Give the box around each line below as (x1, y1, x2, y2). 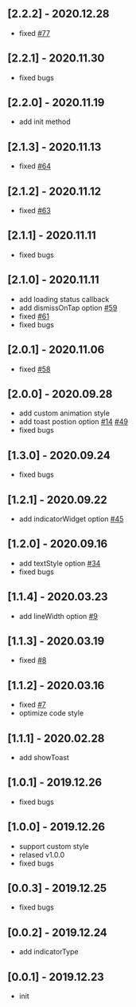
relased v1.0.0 (18, 850, 65, 859)
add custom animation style (18, 408, 111, 418)
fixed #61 (18, 311, 49, 321)
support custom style (18, 841, 89, 850)
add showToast (18, 753, 69, 762)
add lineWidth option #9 (18, 611, 99, 620)
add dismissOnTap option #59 (18, 303, 118, 312)
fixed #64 (18, 161, 51, 171)
